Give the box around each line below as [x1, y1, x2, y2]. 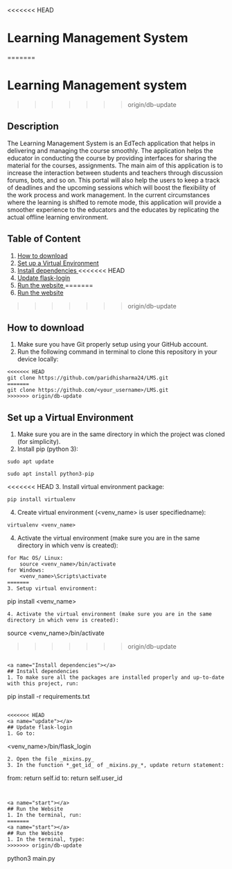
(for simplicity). [17, 438, 61, 446]
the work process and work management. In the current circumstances [7, 190, 210, 199]
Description [7, 121, 59, 133]
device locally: [17, 355, 59, 363]
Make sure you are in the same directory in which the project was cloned [17, 430, 225, 438]
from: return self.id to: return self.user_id [7, 774, 123, 782]
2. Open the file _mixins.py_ [7, 756, 95, 763]
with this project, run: [7, 680, 79, 687]
